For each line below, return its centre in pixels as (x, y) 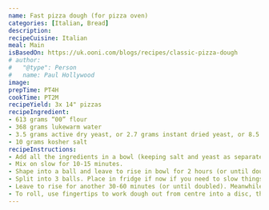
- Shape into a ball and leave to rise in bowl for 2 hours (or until (128, 172)
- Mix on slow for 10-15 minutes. (66, 164)
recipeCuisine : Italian (48, 38)
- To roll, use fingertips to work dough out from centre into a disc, (130, 194)
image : (19, 82)
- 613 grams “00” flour (48, 120)
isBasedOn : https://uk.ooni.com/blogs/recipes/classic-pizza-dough (123, 53)
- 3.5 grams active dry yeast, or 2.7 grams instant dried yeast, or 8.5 (134, 134)
